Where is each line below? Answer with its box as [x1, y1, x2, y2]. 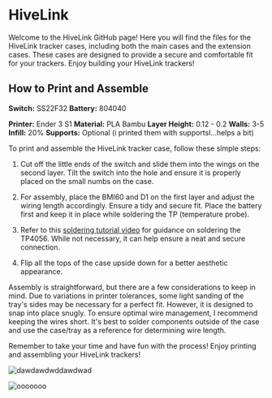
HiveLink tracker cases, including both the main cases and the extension [8, 41, 252, 50]
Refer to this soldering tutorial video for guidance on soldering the [19, 225, 241, 234]
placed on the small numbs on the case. [19, 176, 154, 186]
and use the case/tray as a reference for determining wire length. [8, 325, 227, 335]
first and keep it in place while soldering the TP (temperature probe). [19, 209, 250, 219]
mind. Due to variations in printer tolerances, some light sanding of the [8, 290, 244, 301]
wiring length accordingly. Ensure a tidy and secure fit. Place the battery [19, 200, 262, 210]
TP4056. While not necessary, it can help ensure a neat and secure [19, 233, 246, 243]
